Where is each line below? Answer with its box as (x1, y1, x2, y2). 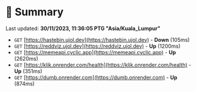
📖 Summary (5, 5, 64, 19)
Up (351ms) (14, 67, 42, 74)
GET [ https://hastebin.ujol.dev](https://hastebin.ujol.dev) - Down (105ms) (14, 36, 190, 43)
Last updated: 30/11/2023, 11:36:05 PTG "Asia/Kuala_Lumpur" (5, 25, 160, 32)
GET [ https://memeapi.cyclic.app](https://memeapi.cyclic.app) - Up (14, 48, 176, 55)
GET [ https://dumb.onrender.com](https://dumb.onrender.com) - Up (14, 74, 178, 81)
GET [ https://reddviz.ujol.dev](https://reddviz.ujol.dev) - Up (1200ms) (14, 42, 181, 50)
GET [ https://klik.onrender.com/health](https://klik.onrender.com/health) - (14, 61, 192, 68)
